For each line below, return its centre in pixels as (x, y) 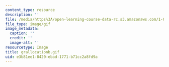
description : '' (22, 15)
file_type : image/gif (28, 24)
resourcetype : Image (27, 47)
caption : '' (22, 33)
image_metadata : (22, 29)
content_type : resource (30, 10)
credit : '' (21, 38)
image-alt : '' (24, 43)
